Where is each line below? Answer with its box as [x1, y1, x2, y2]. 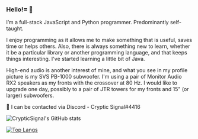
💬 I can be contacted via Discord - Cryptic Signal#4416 [6, 104, 140, 111]
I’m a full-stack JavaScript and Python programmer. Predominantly [6, 19, 169, 26]
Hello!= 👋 [6, 5, 34, 14]
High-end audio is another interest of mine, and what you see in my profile [6, 67, 188, 74]
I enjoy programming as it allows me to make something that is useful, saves [6, 37, 193, 44]
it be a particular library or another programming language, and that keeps [6, 49, 188, 56]
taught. [6, 25, 24, 32]
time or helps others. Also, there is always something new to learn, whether [6, 43, 191, 50]
